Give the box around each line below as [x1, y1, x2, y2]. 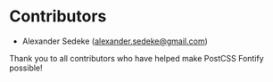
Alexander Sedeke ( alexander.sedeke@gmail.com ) [21, 36, 208, 46]
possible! [9, 62, 43, 73]
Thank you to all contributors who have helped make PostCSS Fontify [9, 53, 265, 63]
